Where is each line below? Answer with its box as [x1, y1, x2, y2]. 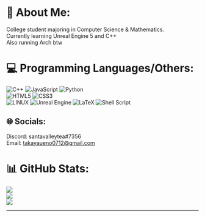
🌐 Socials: [6, 116, 46, 127]
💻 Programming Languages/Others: [6, 61, 194, 75]
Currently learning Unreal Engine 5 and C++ [6, 32, 117, 39]
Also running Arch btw [6, 39, 63, 46]
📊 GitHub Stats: [6, 161, 90, 175]
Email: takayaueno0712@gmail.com [6, 139, 96, 146]
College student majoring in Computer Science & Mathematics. [6, 26, 165, 33]
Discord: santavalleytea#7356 [6, 133, 81, 140]
